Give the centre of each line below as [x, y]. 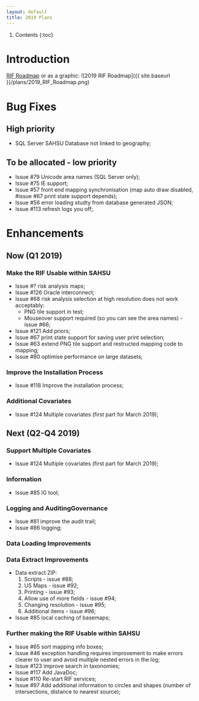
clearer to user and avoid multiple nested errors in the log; [87, 659]
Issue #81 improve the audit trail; [56, 521]
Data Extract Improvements [47, 560]
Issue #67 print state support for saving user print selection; [90, 338]
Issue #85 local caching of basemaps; [62, 618]
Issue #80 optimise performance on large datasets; [79, 357]
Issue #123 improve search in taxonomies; [67, 666]
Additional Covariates [39, 401]
